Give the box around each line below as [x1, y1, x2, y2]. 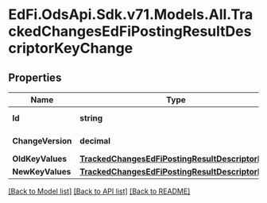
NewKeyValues [12, 167, 72, 177]
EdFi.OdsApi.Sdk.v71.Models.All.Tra [8, 6, 253, 24]
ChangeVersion [12, 136, 72, 146]
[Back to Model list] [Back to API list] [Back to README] [8, 186, 191, 196]
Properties [8, 71, 62, 84]
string [79, 113, 103, 124]
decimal [79, 136, 111, 146]
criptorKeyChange [8, 40, 133, 57]
